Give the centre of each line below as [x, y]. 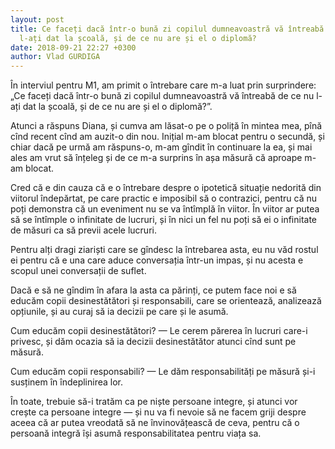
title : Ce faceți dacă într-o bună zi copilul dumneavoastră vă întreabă [167, 29]
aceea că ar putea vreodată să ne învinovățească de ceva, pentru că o [155, 423]
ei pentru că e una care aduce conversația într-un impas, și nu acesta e [157, 260]
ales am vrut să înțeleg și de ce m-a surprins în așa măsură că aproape [156, 158]
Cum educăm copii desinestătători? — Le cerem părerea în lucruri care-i [159, 331]
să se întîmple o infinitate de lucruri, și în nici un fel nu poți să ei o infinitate [164, 220]
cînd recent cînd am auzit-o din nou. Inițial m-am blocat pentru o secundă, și [167, 137]
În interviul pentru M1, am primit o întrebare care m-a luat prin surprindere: [163, 85]
